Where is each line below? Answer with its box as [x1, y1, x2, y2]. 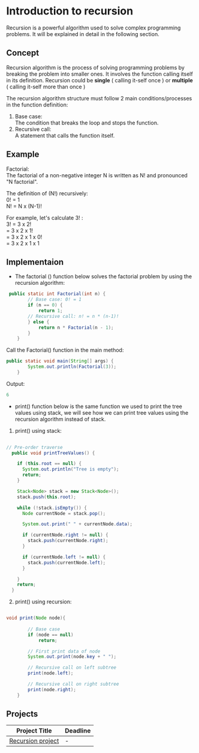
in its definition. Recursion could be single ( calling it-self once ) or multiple [6, 76, 193, 84]
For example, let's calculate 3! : [6, 214, 83, 221]
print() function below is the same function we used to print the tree [14, 403, 183, 410]
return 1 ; [38, 308, 63, 314]
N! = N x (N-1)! [6, 203, 42, 210]
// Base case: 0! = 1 [28, 296, 82, 303]
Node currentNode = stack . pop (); [22, 510, 106, 516]
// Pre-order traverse [6, 444, 63, 450]
